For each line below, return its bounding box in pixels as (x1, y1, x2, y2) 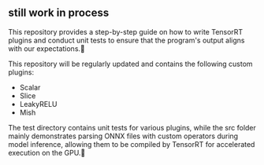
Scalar (19, 82, 41, 92)
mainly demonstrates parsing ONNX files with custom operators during (8, 131, 239, 141)
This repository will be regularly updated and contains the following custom (8, 59, 254, 68)
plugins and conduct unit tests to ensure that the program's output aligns (8, 35, 245, 45)
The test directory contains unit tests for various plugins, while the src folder (8, 123, 256, 132)
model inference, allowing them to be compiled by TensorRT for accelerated (8, 139, 255, 148)
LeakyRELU (19, 99, 58, 108)
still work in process (8, 6, 110, 20)
